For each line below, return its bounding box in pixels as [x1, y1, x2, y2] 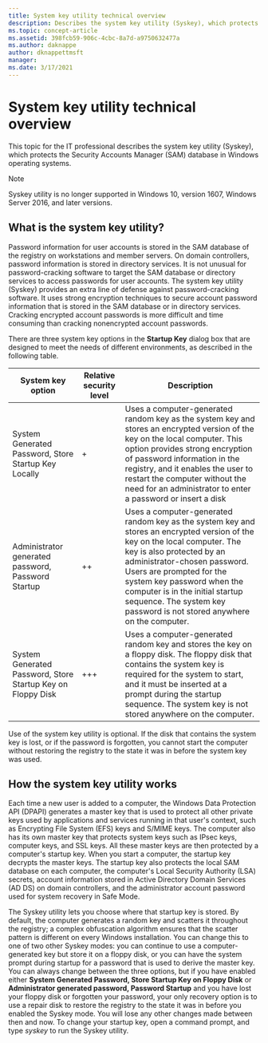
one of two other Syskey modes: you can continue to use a [8, 941, 202, 950]
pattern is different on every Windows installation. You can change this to [8, 933, 249, 942]
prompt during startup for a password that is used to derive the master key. [8, 958, 255, 968]
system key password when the [124, 575, 244, 587]
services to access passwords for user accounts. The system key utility [8, 276, 243, 286]
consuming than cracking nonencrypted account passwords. [8, 318, 209, 328]
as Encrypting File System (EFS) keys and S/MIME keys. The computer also [8, 824, 256, 834]
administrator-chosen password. [124, 555, 249, 567]
